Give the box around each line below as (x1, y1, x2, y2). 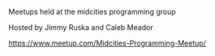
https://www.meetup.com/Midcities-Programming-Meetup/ (8, 38, 207, 48)
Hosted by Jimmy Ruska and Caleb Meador (8, 23, 153, 32)
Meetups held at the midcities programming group (8, 7, 176, 16)
